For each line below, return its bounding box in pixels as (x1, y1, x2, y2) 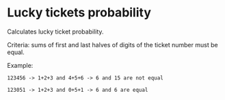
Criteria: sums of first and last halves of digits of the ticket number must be (7, 40, 218, 49)
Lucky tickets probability (7, 5, 152, 21)
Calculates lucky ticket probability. (7, 27, 104, 36)
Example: (7, 61, 34, 69)
